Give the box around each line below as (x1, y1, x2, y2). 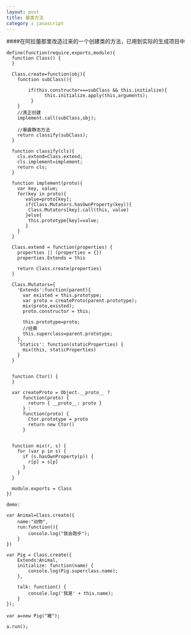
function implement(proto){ (12, 181, 83, 187)
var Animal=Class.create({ (6, 512, 75, 518)
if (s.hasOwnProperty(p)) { (22, 454, 94, 460)
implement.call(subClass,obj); (17, 115, 97, 121)
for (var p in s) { (17, 448, 67, 454)
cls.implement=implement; (17, 159, 83, 165)
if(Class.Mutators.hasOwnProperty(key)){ (25, 202, 132, 208)
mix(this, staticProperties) (22, 347, 97, 353)
